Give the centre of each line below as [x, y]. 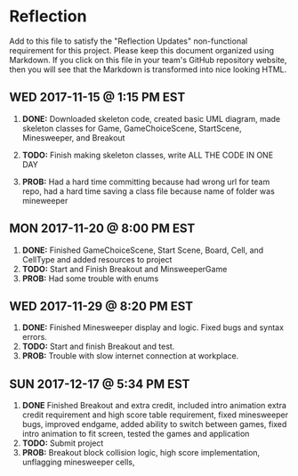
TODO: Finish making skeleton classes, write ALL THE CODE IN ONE [148, 155]
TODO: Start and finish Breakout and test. [98, 347]
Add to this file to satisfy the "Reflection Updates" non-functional [129, 41]
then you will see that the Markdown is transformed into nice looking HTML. [148, 69]
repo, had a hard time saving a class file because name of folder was [149, 191]
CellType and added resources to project [97, 259]
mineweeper [45, 200]
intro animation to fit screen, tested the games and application [136, 434]
